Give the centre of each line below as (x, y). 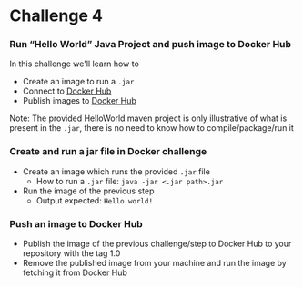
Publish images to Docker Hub (79, 101)
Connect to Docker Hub (67, 91)
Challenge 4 (56, 16)
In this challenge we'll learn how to (74, 64)
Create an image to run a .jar (78, 82)
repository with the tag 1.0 (71, 253)
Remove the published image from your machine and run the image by (154, 263)
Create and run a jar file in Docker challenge (108, 152)
